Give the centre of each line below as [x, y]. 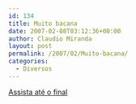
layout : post [30, 46]
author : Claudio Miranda [50, 39]
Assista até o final [38, 92]
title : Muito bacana [43, 24]
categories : [28, 62]
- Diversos [34, 69]
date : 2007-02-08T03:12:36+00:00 [65, 31]
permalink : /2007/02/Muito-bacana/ [68, 54]
